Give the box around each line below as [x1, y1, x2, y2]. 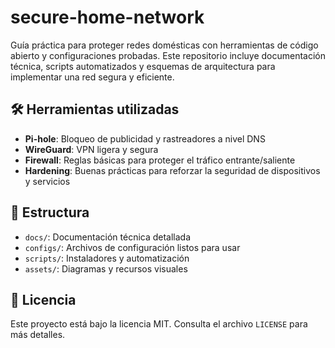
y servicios [24, 175, 71, 187]
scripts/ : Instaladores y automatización [24, 252, 190, 264]
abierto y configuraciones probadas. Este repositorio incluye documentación [10, 49, 326, 61]
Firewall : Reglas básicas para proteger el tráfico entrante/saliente [24, 154, 296, 166]
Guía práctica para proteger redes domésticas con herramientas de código [10, 39, 319, 51]
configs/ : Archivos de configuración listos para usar [24, 241, 241, 253]
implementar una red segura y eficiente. [10, 71, 175, 83]
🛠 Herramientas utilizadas [10, 101, 180, 118]
